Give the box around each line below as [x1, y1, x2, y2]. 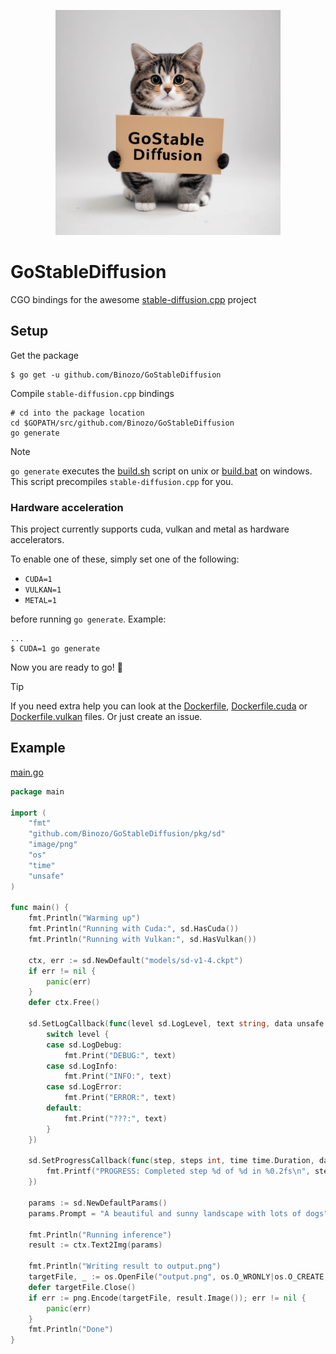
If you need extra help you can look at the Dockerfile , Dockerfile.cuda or [10, 700, 308, 712]
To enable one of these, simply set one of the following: [10, 553, 240, 565]
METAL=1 [24, 596, 57, 606]
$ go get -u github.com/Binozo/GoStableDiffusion [10, 370, 222, 380]
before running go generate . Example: [10, 613, 167, 625]
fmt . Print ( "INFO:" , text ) [63, 1071, 172, 1082]
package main [10, 786, 65, 797]
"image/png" [28, 840, 78, 850]
